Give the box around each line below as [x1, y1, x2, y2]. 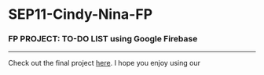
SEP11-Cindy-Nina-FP [8, 5, 153, 23]
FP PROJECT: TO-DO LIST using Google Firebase [8, 34, 198, 45]
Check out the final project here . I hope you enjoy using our [8, 59, 200, 68]
